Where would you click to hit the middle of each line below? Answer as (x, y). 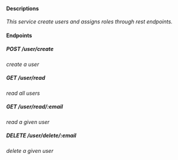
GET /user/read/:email (35, 107)
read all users (23, 93)
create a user (23, 64)
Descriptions (22, 8)
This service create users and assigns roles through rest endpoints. (90, 22)
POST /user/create (30, 49)
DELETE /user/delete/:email (41, 135)
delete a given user (30, 150)
